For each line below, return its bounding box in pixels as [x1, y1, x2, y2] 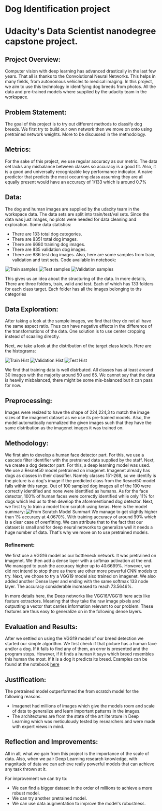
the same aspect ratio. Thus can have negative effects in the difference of [5, 323, 152, 329]
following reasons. [5, 693, 42, 699]
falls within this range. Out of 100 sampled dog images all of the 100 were [5, 483, 151, 489]
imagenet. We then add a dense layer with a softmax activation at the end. [5, 558, 153, 564]
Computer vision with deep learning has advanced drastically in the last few [5, 68, 156, 74]
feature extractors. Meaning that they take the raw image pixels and [5, 598, 140, 604]
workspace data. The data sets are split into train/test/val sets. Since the [5, 211, 149, 217]
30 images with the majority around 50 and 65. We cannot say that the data [5, 372, 156, 378]
